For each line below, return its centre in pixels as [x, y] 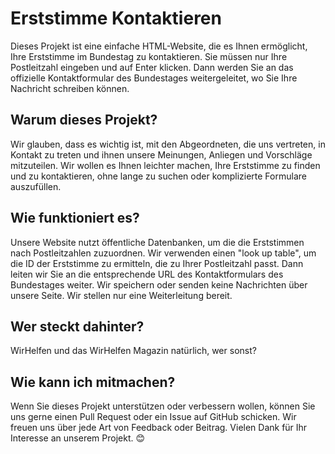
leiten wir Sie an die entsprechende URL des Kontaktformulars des [147, 274]
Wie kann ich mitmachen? [93, 382]
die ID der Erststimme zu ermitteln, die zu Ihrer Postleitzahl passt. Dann [157, 263]
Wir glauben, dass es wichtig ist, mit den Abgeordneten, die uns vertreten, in [168, 144]
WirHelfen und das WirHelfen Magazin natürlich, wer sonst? [133, 351]
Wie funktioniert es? [75, 218]
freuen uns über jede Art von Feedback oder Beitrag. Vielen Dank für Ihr [159, 428]
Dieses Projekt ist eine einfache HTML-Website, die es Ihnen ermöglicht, [159, 46]
